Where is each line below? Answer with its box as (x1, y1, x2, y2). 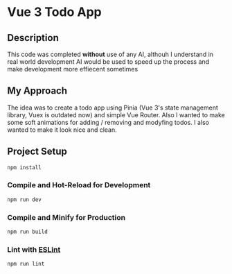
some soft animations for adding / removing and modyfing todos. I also (7, 118, 210, 126)
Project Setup (7, 146, 68, 157)
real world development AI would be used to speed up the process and (7, 58, 210, 66)
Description (7, 32, 59, 44)
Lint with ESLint (7, 244, 61, 254)
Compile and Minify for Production (7, 212, 126, 222)
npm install (7, 164, 42, 171)
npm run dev (7, 196, 42, 203)
